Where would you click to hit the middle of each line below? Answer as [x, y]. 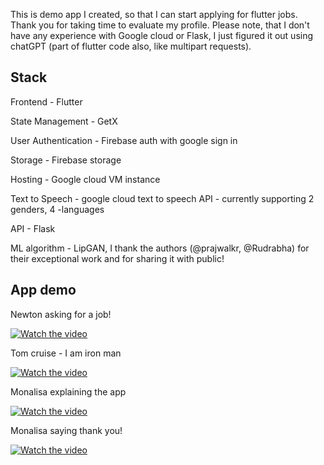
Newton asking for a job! [61, 314]
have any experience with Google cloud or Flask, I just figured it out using [162, 35]
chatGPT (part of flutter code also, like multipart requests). [131, 46]
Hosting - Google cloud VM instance [85, 179]
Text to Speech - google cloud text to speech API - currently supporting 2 [162, 198]
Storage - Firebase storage [66, 160]
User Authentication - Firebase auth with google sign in [124, 140]
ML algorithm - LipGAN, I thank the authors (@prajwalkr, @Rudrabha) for [160, 248]
